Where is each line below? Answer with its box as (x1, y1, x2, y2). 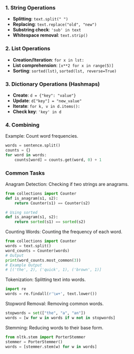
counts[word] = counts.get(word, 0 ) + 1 (14, 157, 102, 162)
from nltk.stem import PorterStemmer (5, 334, 86, 340)
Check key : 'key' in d (12, 108, 61, 115)
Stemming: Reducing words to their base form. (5, 324, 104, 330)
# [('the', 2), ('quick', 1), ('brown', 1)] (5, 267, 102, 272)
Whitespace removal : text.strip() (12, 32, 88, 39)
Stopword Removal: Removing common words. (5, 301, 104, 307)
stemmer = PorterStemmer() (5, 339, 63, 344)
